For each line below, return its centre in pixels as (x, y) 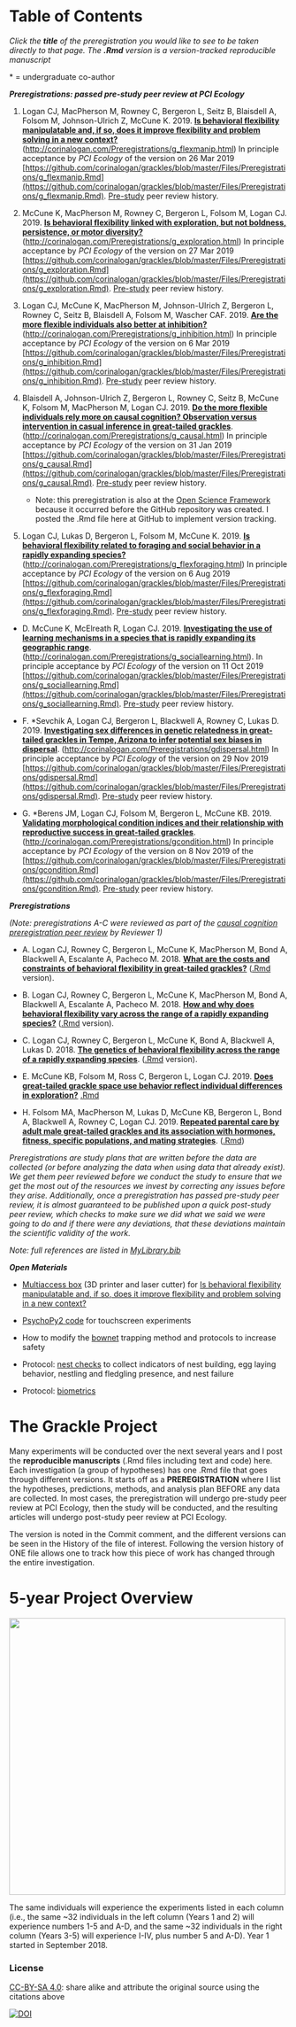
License (27, 1968)
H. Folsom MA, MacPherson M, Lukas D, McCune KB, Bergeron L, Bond (152, 1112)
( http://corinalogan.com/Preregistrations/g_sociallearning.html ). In (142, 656)
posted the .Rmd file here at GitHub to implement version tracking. (156, 518)
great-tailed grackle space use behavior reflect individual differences (152, 1085)
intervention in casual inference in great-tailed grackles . (128, 426)
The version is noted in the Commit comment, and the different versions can (148, 1534)
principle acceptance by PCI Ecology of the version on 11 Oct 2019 (143, 665)
